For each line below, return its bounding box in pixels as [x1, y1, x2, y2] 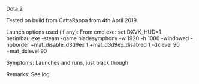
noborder [6, 41, 29, 48]
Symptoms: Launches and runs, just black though [6, 59, 129, 66]
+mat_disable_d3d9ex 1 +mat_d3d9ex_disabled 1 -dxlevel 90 [30, 41, 180, 48]
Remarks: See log [6, 71, 50, 77]
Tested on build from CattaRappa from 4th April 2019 [6, 17, 137, 23]
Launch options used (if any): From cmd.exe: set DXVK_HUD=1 [6, 28, 162, 35]
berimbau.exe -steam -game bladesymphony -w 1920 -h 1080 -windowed [6, 35, 189, 41]
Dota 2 [6, 5, 23, 12]
